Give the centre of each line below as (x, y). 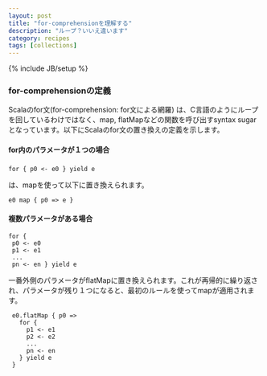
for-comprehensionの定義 (60, 91)
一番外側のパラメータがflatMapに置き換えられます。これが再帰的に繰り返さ (133, 280)
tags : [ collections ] (43, 46)
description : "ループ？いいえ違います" (68, 31)
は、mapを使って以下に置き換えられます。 (78, 185)
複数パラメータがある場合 (51, 219)
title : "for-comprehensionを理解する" (70, 23)
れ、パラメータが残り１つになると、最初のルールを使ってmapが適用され (128, 290)
